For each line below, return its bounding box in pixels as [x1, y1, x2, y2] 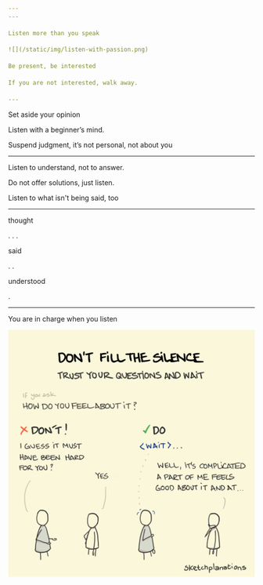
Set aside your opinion [8, 110, 81, 119]
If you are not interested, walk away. [8, 78, 139, 86]
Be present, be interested [8, 63, 96, 71]
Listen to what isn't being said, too [8, 193, 119, 202]
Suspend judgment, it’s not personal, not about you [8, 140, 173, 149]
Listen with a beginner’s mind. [8, 125, 105, 134]
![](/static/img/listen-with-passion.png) [8, 45, 149, 54]
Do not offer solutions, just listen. [8, 177, 115, 187]
